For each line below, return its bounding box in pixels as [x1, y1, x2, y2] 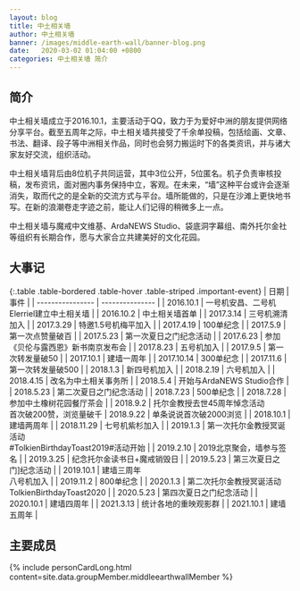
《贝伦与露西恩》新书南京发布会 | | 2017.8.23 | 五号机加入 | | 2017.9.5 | [9, 342, 266, 352]
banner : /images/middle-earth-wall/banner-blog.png [9, 38, 205, 47]
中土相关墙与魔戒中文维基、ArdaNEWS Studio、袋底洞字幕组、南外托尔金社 [9, 220, 287, 231]
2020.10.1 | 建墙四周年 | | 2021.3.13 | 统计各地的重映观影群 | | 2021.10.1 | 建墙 [9, 498, 287, 509]
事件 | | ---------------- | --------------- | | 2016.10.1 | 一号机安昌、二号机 [9, 297, 277, 308]
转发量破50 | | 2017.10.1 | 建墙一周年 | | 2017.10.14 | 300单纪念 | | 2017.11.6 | [16, 352, 287, 363]
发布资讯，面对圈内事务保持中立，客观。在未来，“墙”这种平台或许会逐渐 [24, 179, 290, 190]
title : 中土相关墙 [9, 21, 71, 30]
